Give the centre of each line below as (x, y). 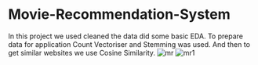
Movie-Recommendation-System (120, 14)
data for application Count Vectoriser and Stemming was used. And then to (129, 44)
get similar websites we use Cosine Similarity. (82, 52)
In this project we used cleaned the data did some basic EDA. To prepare (125, 36)
